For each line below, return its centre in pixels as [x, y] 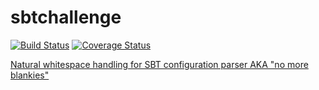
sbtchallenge [66, 17]
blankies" [30, 75]
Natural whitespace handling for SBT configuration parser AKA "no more [159, 64]
